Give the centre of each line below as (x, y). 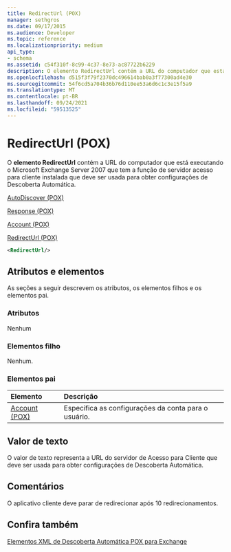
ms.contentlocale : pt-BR (43, 97)
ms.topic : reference (37, 39)
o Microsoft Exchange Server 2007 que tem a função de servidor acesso (110, 170)
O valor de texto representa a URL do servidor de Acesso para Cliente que (112, 458)
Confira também (43, 525)
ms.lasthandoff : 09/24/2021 (47, 103)
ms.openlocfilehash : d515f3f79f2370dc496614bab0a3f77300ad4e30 (100, 77)
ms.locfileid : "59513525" (44, 109)
